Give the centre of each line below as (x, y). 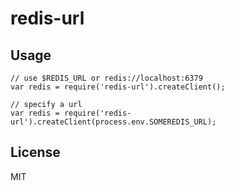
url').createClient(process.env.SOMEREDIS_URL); (113, 122)
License (35, 152)
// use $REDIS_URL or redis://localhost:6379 (106, 78)
